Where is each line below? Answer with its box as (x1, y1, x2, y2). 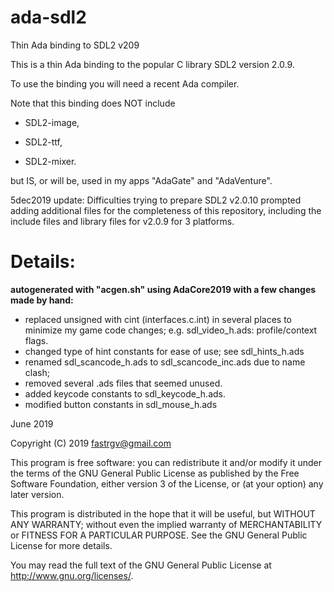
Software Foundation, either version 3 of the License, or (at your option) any (10, 477, 324, 490)
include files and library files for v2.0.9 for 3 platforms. (10, 215, 235, 227)
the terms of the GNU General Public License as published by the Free (10, 467, 300, 479)
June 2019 (10, 417, 54, 430)
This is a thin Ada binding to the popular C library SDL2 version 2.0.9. (10, 58, 295, 70)
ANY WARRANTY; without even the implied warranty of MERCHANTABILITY (10, 518, 323, 530)
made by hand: (10, 294, 74, 306)
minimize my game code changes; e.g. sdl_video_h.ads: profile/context (24, 324, 318, 336)
